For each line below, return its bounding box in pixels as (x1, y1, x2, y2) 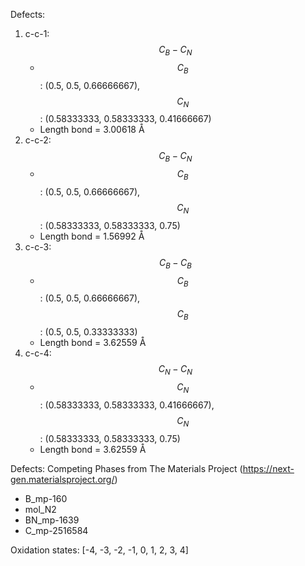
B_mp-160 (24, 492, 68, 504)
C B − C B (158, 256, 192, 271)
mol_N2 (24, 503, 57, 515)
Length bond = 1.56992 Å (39, 230, 145, 242)
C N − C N (158, 363, 193, 377)
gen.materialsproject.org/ (10, 473, 115, 485)
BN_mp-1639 (24, 514, 80, 526)
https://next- (242, 462, 295, 474)
